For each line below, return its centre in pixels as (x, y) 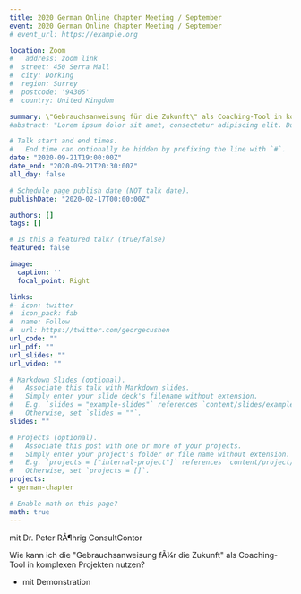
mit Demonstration (56, 581)
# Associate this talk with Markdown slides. (100, 388)
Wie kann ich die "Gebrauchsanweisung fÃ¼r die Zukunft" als (123, 555)
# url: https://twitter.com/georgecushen (90, 331)
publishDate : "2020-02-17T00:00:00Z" (80, 199)
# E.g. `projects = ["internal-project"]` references (116, 462)
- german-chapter (42, 487)
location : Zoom (38, 50)
